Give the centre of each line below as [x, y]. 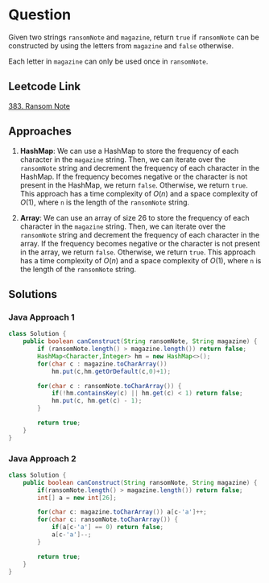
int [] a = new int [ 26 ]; [77, 498]
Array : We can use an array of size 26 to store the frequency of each [134, 217]
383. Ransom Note [39, 105]
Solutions [33, 294]
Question [39, 15]
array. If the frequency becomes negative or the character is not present [140, 243]
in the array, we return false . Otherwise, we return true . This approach [138, 252]
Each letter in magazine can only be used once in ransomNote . [108, 61]
